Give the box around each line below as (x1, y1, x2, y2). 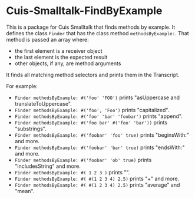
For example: (6, 82, 38, 89)
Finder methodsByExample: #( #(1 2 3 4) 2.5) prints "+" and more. (14, 175, 180, 182)
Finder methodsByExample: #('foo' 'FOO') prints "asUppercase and (14, 94, 180, 101)
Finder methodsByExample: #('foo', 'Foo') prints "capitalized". (14, 106, 170, 113)
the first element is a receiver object (14, 47, 103, 54)
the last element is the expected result (14, 53, 108, 60)
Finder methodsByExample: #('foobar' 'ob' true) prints (14, 156, 152, 163)
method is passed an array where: (6, 36, 90, 43)
